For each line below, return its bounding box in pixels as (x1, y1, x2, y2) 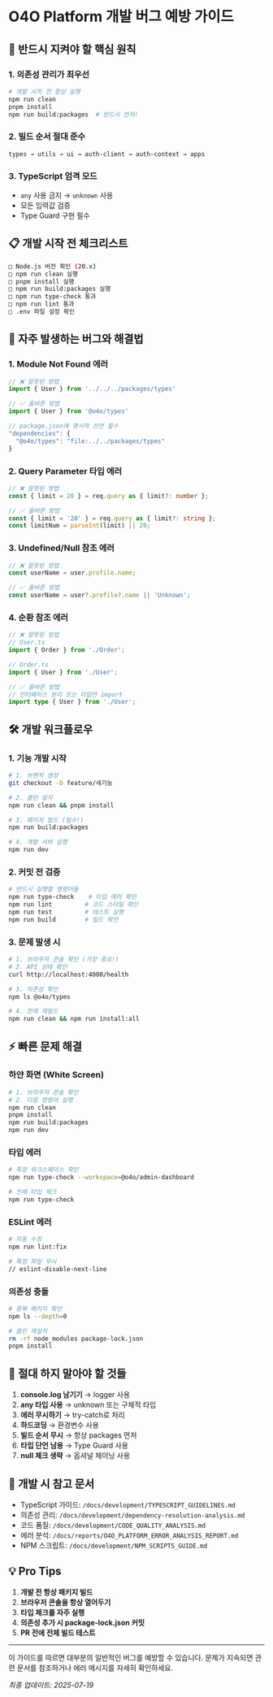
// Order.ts (8, 660, 49, 669)
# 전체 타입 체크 (8, 1188, 57, 1196)
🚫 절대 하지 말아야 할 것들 (8, 1366, 127, 1380)
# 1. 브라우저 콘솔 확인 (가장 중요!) (8, 956, 119, 964)
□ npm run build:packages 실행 (8, 285, 111, 293)
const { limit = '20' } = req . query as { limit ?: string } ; (8, 514, 217, 523)
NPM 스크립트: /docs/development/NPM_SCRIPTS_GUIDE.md (19, 1540, 208, 1550)
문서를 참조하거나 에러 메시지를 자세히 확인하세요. (16, 1663, 173, 1673)
